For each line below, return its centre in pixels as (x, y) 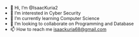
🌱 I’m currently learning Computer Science (55, 18)
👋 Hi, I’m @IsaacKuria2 (34, 8)
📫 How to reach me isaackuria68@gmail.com (58, 29)
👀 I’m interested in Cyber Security (45, 13)
